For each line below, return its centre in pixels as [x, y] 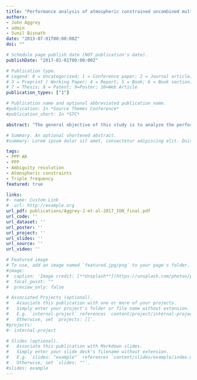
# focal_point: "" [30, 281]
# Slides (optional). [33, 341]
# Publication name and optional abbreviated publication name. [86, 103]
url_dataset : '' [26, 222]
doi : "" [16, 45]
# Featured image [27, 260]
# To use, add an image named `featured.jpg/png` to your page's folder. [98, 265]
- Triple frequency [30, 179]
